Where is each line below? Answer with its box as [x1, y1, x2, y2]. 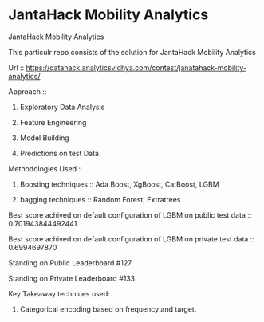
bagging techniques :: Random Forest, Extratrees [19, 194, 181, 204]
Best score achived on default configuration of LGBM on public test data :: [8, 210, 252, 220]
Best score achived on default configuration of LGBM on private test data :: [8, 234, 255, 244]
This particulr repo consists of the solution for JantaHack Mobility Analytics [8, 47, 257, 57]
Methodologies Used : [8, 163, 81, 173]
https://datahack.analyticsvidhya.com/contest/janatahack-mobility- [26, 62, 247, 73]
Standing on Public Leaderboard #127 [8, 257, 132, 268]
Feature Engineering [19, 117, 87, 127]
